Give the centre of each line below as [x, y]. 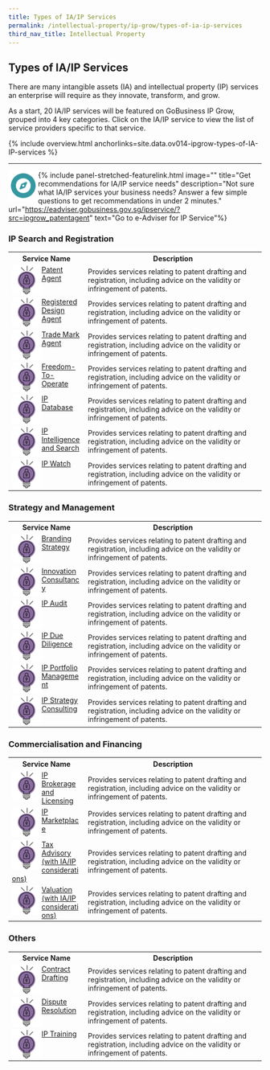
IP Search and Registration [61, 239]
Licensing [57, 801]
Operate [55, 383]
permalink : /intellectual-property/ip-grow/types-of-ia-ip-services [125, 25]
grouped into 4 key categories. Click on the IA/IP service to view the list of [131, 120]
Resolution [59, 1010]
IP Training [59, 1034]
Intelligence [61, 440]
